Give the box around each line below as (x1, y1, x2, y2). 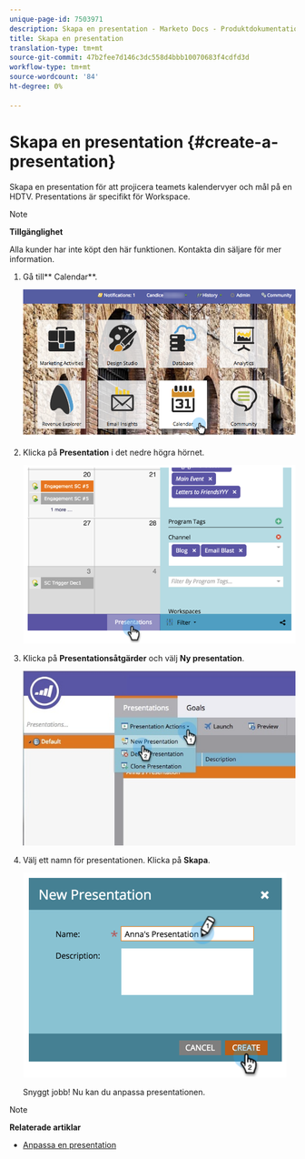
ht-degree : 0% (9, 82, 64, 91)
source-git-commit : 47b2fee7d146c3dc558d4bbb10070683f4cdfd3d (9, 53, 250, 63)
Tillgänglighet (9, 226, 64, 237)
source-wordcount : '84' (9, 73, 100, 82)
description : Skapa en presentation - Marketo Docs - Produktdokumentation (9, 24, 302, 34)
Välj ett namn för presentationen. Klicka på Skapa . (22, 854, 211, 865)
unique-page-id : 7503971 (9, 15, 103, 24)
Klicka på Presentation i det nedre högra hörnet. (22, 447, 205, 459)
